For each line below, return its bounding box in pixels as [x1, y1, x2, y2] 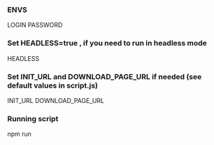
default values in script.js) [7, 81, 98, 90]
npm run [7, 130, 31, 138]
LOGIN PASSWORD [7, 21, 63, 29]
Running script [7, 113, 59, 123]
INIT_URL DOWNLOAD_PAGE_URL [7, 96, 105, 104]
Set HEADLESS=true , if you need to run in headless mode [7, 39, 208, 48]
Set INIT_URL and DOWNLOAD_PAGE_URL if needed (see [7, 71, 202, 81]
